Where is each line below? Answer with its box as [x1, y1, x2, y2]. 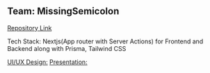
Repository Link [7, 23, 52, 32]
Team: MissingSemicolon [7, 6, 120, 17]
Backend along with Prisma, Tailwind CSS [7, 44, 127, 52]
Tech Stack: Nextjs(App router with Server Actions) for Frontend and [7, 37, 204, 45]
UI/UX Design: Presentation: [7, 58, 88, 66]
